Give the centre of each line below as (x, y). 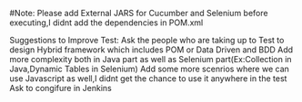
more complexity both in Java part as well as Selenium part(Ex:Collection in (151, 59)
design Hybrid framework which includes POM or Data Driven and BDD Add (151, 50)
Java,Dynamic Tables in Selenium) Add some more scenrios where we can (149, 69)
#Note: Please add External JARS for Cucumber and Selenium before (139, 13)
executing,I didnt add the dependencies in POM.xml (106, 23)
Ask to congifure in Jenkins (60, 88)
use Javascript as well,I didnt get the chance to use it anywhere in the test (148, 79)
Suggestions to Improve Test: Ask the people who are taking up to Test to (147, 40)
